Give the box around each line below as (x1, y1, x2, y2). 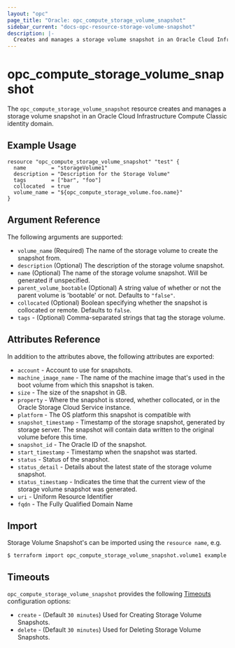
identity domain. (7, 120, 54, 128)
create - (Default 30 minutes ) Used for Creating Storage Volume (17, 611, 202, 619)
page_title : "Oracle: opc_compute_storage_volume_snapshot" (7, 17, 187, 24)
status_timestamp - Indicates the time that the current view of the (17, 477, 206, 485)
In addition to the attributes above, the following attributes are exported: (7, 352, 215, 361)
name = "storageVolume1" (13, 164, 108, 172)
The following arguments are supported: (7, 233, 124, 241)
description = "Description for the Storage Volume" (13, 170, 171, 177)
